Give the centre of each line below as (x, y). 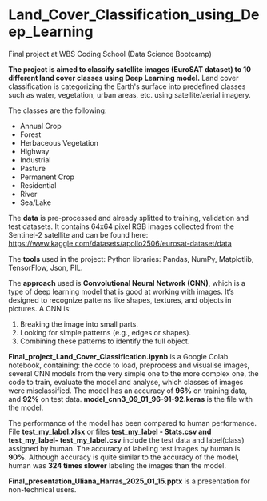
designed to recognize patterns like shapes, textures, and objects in (120, 300)
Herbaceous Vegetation (59, 142)
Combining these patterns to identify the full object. (105, 341)
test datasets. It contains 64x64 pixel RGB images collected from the (121, 226)
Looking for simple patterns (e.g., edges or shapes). (106, 332)
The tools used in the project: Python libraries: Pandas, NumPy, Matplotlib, (131, 259)
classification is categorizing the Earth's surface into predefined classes (127, 86)
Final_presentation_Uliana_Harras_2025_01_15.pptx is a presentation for (129, 481)
